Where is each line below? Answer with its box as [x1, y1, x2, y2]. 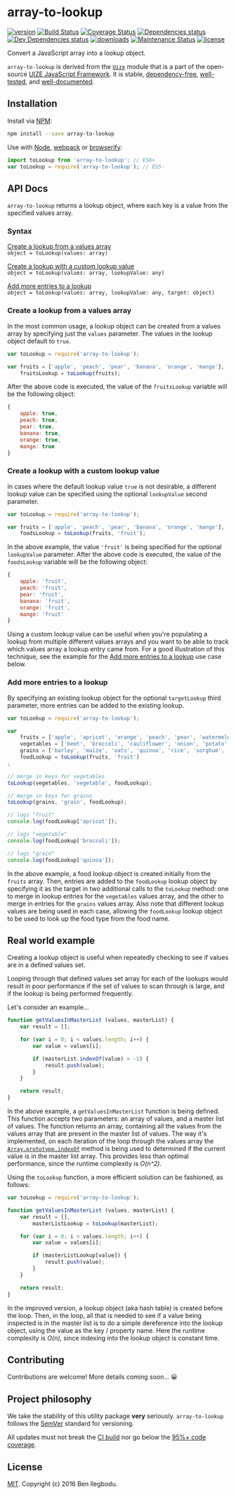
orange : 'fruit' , [20, 604, 71, 611]
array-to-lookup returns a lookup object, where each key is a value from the [7, 202, 228, 210]
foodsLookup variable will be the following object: [7, 558, 148, 566]
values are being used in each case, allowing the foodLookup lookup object [7, 906, 223, 915]
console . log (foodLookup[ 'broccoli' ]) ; [7, 837, 121, 844]
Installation [7, 98, 58, 110]
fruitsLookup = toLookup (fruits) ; [20, 369, 121, 377]
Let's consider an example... [7, 1003, 89, 1011]
